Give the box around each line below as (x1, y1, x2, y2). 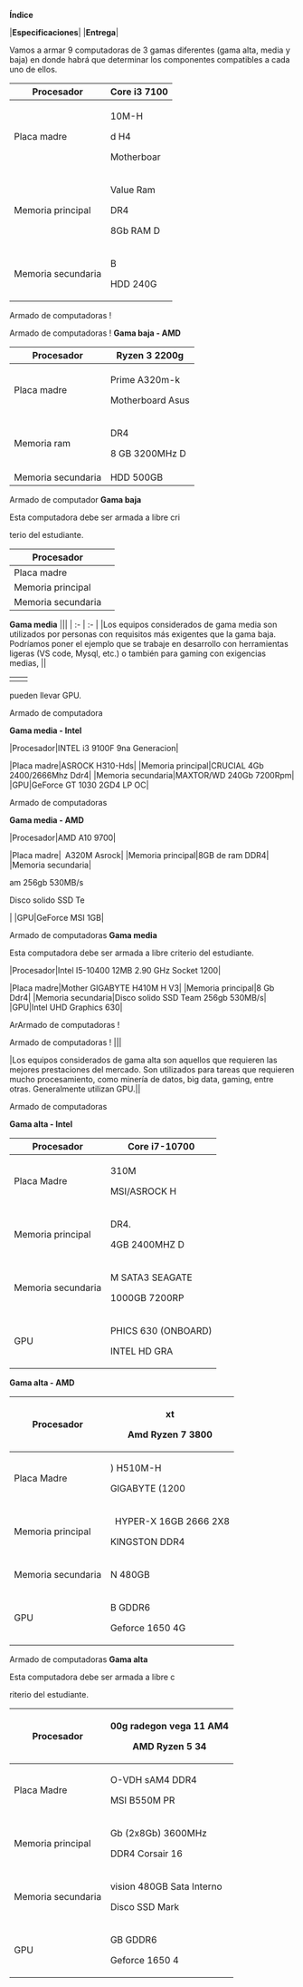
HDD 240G (109, 278, 157, 290)
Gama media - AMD (9, 815, 84, 826)
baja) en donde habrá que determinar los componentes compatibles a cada (9, 54, 290, 64)
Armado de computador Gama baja (9, 494, 142, 504)
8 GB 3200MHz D (109, 447, 187, 459)
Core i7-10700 (128, 1140, 195, 1152)
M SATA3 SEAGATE (109, 1271, 193, 1284)
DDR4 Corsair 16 (109, 1847, 184, 1860)
